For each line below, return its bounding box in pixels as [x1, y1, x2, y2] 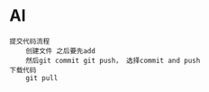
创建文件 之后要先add [25, 46, 96, 55]
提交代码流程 [9, 37, 50, 46]
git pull [25, 73, 59, 82]
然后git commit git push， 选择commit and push [25, 56, 201, 65]
